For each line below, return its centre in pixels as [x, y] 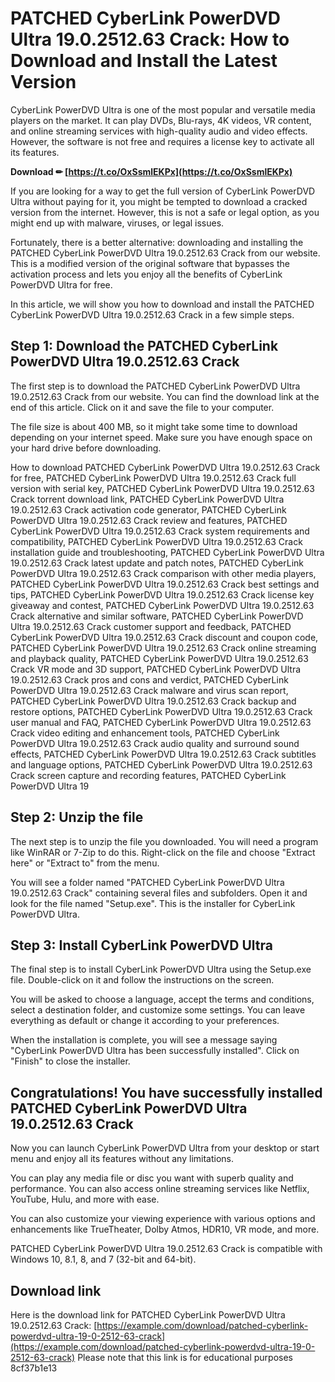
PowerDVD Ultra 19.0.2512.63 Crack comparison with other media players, [163, 573]
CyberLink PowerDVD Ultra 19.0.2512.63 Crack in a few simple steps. [152, 314]
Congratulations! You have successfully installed [166, 1092]
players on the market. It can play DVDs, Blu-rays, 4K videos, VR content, [161, 120]
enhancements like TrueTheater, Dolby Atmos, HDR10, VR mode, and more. [165, 1229]
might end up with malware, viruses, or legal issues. [117, 223]
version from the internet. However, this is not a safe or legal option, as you [165, 212]
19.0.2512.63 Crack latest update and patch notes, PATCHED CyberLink [157, 563]
